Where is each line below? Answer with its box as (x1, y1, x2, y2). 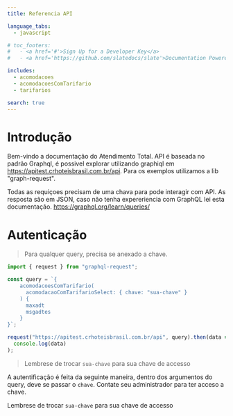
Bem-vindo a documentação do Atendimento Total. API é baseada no (7, 152, 205, 161)
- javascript (13, 29, 51, 36)
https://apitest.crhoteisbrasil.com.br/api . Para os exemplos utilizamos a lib (7, 167, 218, 175)
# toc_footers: (7, 42, 51, 49)
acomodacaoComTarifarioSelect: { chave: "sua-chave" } (25, 289, 188, 296)
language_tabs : (7, 22, 51, 30)
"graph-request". (7, 175, 55, 183)
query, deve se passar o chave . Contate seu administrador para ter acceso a (7, 380, 224, 388)
